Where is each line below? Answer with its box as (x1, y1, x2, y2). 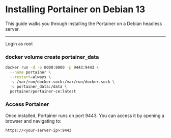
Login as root (5, 40, 33, 47)
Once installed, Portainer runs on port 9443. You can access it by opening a (5, 112, 164, 119)
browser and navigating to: (5, 118, 62, 124)
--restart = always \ (10, 74, 51, 80)
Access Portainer (5, 101, 49, 108)
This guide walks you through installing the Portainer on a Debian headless (5, 20, 162, 27)
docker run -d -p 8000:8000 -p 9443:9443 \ (5, 65, 99, 70)
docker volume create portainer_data (5, 53, 99, 60)
